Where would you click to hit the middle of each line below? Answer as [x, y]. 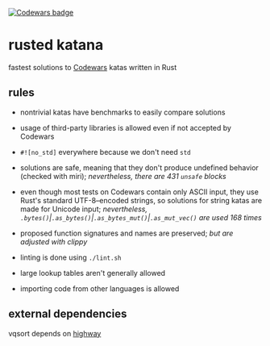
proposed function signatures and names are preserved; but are [127, 233]
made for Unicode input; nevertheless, [83, 209]
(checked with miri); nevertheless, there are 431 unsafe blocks [123, 176]
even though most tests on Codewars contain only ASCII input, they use [139, 192]
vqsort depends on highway [55, 333]
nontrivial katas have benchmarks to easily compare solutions [123, 112]
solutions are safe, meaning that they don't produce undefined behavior [139, 167]
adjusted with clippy [54, 241]
